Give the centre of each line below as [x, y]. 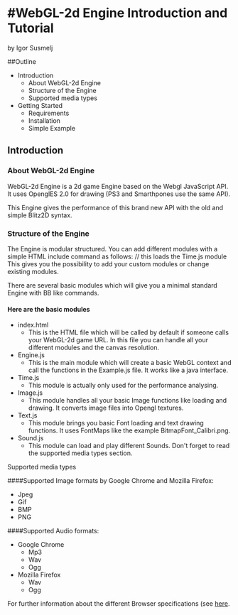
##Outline [22, 61]
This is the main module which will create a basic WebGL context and [130, 363]
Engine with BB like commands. [53, 293]
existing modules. [33, 271]
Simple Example [52, 128]
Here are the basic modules [49, 309]
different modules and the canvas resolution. [94, 348]
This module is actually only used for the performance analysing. [123, 386]
